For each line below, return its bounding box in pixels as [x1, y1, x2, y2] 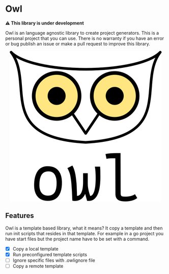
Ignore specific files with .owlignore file [12, 257, 95, 263]
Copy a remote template [12, 263, 64, 269]
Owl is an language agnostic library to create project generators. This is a [5, 30, 159, 36]
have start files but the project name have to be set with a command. [5, 236, 150, 242]
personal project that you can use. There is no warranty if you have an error [5, 35, 164, 41]
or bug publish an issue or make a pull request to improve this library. [5, 40, 150, 46]
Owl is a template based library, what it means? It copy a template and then [5, 225, 163, 231]
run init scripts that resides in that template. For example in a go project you [5, 230, 164, 236]
